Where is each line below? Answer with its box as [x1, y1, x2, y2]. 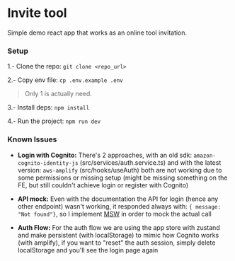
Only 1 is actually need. [24, 90, 92, 98]
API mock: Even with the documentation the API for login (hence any [17, 195, 219, 203]
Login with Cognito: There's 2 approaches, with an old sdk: [17, 151, 193, 159]
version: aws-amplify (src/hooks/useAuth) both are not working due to [17, 166, 222, 174]
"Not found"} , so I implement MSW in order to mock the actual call [17, 209, 212, 218]
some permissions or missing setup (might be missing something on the [17, 173, 228, 182]
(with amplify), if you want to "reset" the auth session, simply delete [17, 238, 216, 247]
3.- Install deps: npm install [7, 103, 90, 112]
